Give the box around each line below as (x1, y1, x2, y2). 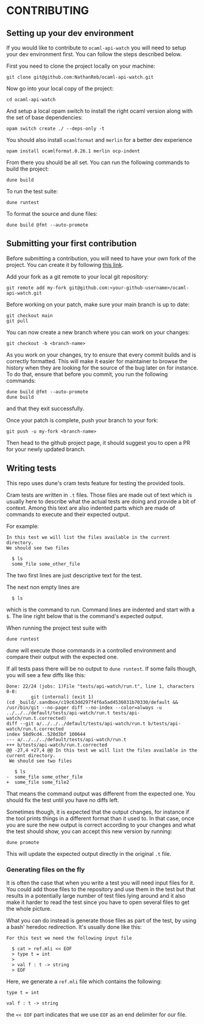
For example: (6, 522, 40, 530)
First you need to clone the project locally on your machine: (6, 62, 155, 69)
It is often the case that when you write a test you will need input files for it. (6, 879, 195, 886)
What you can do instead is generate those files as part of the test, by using (6, 917, 197, 924)
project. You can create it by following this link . (6, 261, 124, 268)
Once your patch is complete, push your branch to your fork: (6, 416, 158, 424)
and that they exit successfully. (6, 405, 85, 412)
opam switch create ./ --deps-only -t (6, 126, 105, 132)
